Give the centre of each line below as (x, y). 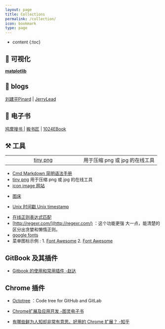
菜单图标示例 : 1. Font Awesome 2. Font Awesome (62, 241)
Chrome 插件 (25, 288)
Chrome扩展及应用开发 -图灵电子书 (48, 311)
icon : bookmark (21, 23)
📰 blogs (17, 87)
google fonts (25, 235)
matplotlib (16, 71)
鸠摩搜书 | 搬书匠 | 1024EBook (36, 129)
